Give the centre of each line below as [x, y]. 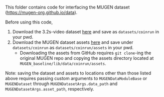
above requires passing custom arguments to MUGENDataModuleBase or [76, 78]
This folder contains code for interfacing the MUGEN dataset [68, 7]
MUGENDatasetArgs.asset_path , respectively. [50, 89]
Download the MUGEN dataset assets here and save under [73, 42]
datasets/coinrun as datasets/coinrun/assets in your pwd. [73, 48]
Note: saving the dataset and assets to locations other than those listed [78, 73]
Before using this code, [29, 22]
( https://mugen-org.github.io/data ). [41, 12]
